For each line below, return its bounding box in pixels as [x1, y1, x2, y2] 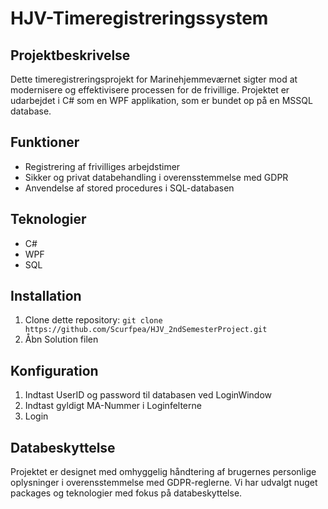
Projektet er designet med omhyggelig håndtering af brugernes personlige [10, 466, 317, 478]
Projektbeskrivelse [10, 47, 131, 64]
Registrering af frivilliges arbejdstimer [24, 160, 181, 172]
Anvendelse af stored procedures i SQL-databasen [24, 182, 235, 194]
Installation [10, 288, 82, 305]
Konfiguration [10, 362, 99, 379]
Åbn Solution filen [24, 333, 99, 346]
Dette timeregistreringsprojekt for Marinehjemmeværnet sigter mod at [10, 73, 298, 85]
